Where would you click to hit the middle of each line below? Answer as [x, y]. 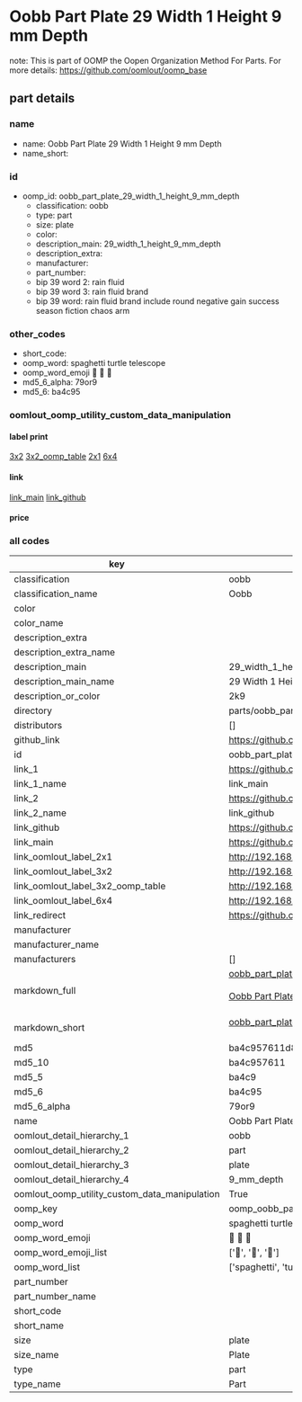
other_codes [37, 334]
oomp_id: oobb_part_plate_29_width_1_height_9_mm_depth [131, 196]
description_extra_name [64, 652]
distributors [38, 726]
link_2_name [40, 813]
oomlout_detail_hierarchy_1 [71, 1136]
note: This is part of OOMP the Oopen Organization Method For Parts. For [145, 60]
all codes [30, 541]
